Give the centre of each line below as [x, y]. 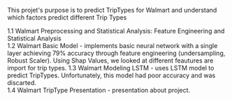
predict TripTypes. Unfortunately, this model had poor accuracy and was [111, 75]
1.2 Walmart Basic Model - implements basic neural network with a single [113, 46]
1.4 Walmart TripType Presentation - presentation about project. [99, 90]
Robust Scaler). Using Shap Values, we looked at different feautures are [110, 61]
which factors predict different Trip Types [67, 17]
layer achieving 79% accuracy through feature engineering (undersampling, [116, 53]
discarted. [22, 83]
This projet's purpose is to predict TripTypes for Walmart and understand [112, 10]
